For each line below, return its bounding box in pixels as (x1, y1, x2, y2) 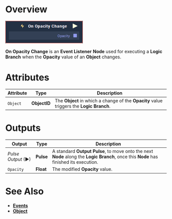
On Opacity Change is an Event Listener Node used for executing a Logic (5, 48, 163, 54)
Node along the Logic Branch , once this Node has (52, 154, 158, 160)
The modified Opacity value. (52, 166, 113, 172)
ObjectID (31, 100, 51, 106)
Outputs (5, 122, 41, 134)
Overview (5, 4, 48, 15)
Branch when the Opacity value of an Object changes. (5, 54, 121, 60)
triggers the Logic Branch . (54, 103, 111, 109)
